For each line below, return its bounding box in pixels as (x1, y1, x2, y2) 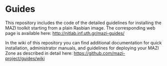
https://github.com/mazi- (74, 50, 126, 56)
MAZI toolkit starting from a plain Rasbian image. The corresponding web (5, 25, 156, 31)
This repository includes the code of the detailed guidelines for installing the (5, 20, 162, 26)
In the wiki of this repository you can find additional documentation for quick (5, 39, 162, 45)
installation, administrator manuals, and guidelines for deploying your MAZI (5, 45, 159, 51)
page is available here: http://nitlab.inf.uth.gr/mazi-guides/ (5, 30, 125, 36)
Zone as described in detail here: (5, 50, 73, 56)
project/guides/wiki (5, 55, 45, 61)
